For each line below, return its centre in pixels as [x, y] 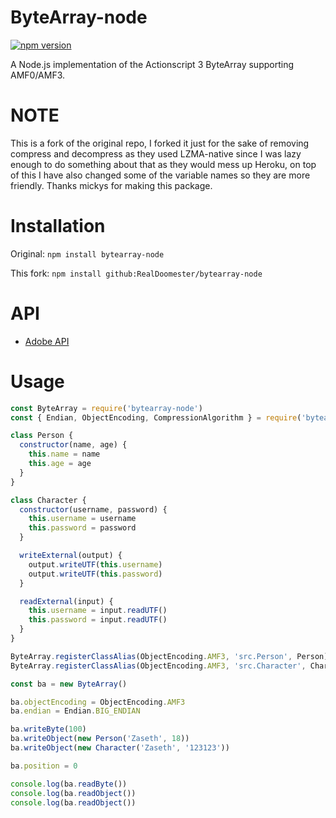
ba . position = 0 [44, 766]
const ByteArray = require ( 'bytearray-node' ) [106, 408]
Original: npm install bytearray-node [87, 253]
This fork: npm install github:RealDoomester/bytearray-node [136, 273]
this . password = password [82, 528]
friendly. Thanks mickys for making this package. [111, 185]
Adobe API [47, 341]
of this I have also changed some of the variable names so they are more [160, 175]
